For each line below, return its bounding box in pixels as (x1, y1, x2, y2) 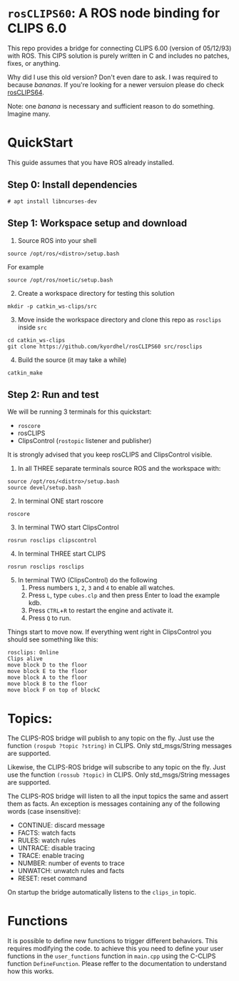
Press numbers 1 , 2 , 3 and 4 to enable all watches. (28, 584, 176, 592)
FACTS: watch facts (17, 829, 76, 837)
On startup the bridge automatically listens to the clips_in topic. (7, 888, 197, 897)
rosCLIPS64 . (7, 88, 44, 96)
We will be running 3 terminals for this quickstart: (7, 407, 152, 416)
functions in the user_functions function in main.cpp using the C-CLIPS (7, 952, 216, 960)
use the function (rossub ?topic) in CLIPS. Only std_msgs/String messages (7, 770, 230, 780)
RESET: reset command (17, 874, 88, 883)
